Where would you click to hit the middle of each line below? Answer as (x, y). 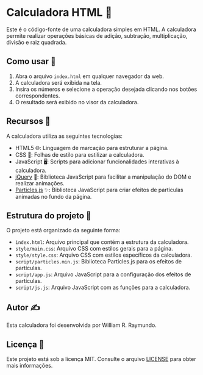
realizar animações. (40, 183)
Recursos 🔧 (28, 121)
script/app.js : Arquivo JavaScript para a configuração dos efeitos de (103, 274)
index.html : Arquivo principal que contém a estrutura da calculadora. (102, 242)
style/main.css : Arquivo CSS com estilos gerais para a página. (94, 249)
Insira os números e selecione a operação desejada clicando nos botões (106, 89)
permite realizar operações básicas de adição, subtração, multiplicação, (97, 35)
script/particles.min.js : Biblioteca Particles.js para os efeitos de (98, 262)
